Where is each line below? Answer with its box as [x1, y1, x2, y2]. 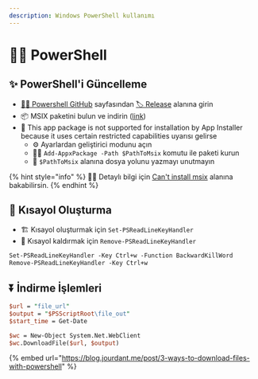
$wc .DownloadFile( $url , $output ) [9, 339, 120, 347]
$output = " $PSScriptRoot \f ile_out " [9, 310, 130, 318]
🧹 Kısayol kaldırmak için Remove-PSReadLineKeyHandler [20, 236, 197, 246]
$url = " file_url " [9, 303, 70, 311]
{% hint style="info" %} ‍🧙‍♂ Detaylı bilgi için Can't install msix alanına [9, 172, 233, 182]
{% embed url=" [9, 354, 63, 363]
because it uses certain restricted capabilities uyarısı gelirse [20, 131, 218, 140]
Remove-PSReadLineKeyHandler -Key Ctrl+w [9, 260, 148, 268]
